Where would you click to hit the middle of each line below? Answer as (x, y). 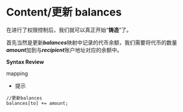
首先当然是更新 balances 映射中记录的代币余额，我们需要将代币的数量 (92, 42)
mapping (17, 73)
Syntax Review (25, 62)
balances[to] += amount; (37, 103)
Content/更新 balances (64, 12)
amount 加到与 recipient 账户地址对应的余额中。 (64, 50)
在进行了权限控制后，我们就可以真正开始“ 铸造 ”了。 (69, 30)
